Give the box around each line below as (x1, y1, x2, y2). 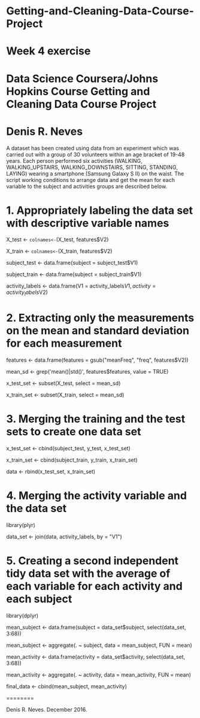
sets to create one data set (6, 425, 141, 438)
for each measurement (6, 337, 122, 350)
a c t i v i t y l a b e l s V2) (6, 289, 48, 298)
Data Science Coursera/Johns (6, 72, 159, 85)
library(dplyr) (6, 612, 39, 619)
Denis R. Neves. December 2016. (6, 705, 87, 713)
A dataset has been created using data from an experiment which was (6, 144, 180, 152)
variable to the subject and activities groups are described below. (6, 183, 168, 190)
